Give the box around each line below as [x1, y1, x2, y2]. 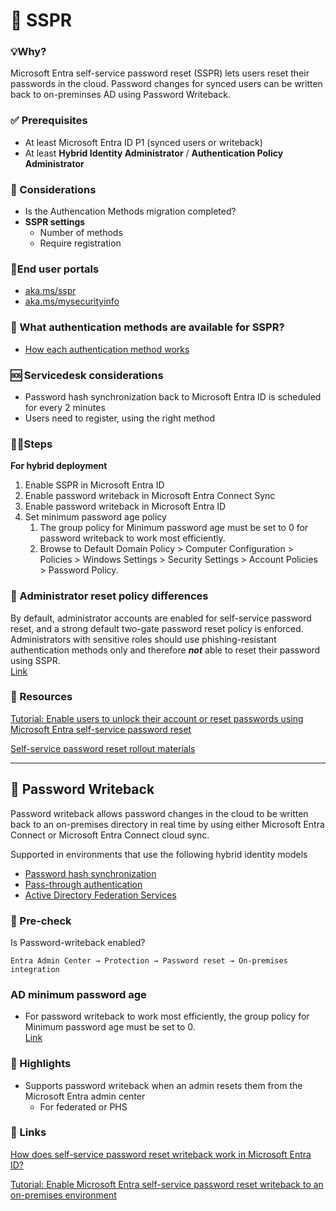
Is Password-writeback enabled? [10, 936, 146, 948]
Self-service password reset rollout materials [10, 742, 196, 754]
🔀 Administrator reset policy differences [10, 589, 209, 603]
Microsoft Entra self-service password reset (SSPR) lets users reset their [10, 67, 310, 79]
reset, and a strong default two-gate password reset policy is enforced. [10, 622, 304, 634]
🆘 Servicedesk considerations [10, 368, 164, 382]
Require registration [39, 237, 122, 249]
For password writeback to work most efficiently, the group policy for [24, 1010, 310, 1023]
